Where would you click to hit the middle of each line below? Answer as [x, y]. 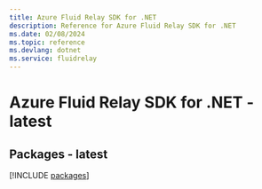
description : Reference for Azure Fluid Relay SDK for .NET [123, 26]
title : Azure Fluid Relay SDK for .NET [83, 17]
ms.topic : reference [48, 42]
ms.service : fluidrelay [53, 59]
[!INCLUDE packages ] [49, 175]
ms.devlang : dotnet [45, 51]
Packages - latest [59, 154]
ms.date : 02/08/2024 [48, 34]
